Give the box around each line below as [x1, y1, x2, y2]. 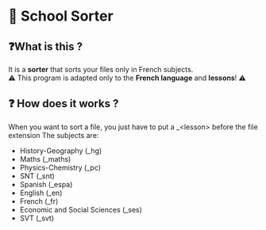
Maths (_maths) [19, 154, 71, 163]
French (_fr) [19, 196, 59, 205]
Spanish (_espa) [19, 179, 73, 189]
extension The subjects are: [8, 130, 99, 140]
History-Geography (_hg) [19, 146, 102, 155]
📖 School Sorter [8, 7, 114, 25]
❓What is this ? [8, 40, 83, 53]
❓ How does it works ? [8, 97, 119, 110]
